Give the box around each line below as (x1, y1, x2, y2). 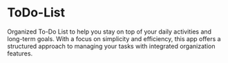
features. (7, 49, 33, 58)
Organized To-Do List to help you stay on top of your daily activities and (7, 27, 212, 36)
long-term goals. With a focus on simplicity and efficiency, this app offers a (7, 34, 221, 42)
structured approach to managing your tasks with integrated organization (7, 42, 216, 50)
